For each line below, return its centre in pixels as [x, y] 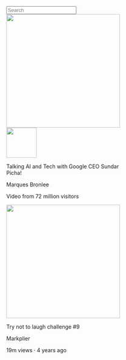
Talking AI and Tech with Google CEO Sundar [63, 166]
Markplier [18, 339]
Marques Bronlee [28, 185]
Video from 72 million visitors [43, 196]
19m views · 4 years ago [36, 350]
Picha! [14, 173]
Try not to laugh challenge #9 [43, 327]
